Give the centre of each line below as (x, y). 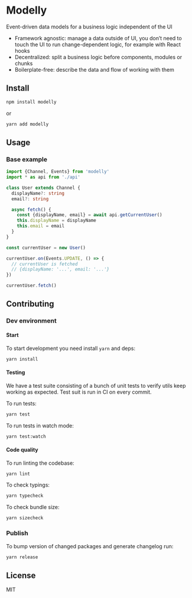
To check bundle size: (33, 507)
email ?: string (30, 199)
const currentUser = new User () (46, 247)
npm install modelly (32, 102)
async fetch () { (31, 210)
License (21, 575)
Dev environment (32, 321)
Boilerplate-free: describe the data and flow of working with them (94, 69)
